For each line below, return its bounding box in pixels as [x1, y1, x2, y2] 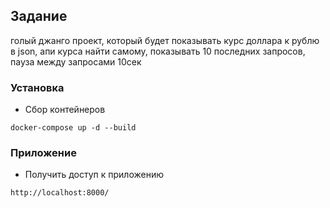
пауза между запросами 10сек [10, 55, 142, 68]
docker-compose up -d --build [10, 123, 137, 133]
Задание [10, 8, 68, 25]
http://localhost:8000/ [10, 188, 110, 198]
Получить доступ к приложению [24, 169, 164, 181]
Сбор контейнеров [24, 104, 106, 116]
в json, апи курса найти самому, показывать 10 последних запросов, [10, 45, 306, 57]
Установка [10, 80, 65, 94]
